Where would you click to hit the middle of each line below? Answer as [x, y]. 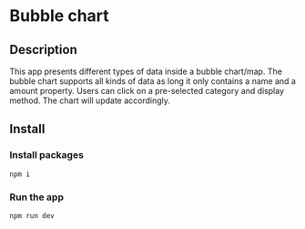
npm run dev [32, 215]
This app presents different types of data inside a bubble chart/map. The [146, 71]
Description [43, 50]
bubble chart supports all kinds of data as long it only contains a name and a [152, 81]
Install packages [47, 155]
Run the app [36, 197]
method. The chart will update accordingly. [90, 100]
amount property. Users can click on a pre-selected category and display [147, 91]
